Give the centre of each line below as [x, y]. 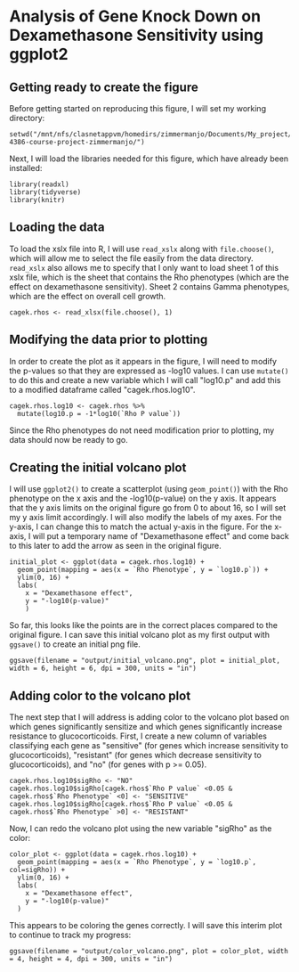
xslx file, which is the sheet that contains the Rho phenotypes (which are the [149, 277]
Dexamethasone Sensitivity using [137, 35]
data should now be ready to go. [69, 439]
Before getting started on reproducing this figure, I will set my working [138, 108]
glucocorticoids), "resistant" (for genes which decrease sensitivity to [136, 756]
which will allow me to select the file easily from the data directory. [131, 258]
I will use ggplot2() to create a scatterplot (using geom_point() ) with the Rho [149, 489]
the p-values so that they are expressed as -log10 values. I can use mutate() [149, 371]
